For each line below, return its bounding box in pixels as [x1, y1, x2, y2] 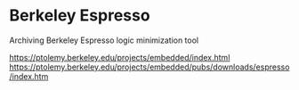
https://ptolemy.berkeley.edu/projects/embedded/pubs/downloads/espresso [9, 61, 290, 72]
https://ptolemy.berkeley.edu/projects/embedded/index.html [9, 52, 230, 62]
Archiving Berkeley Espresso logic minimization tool [9, 35, 198, 45]
